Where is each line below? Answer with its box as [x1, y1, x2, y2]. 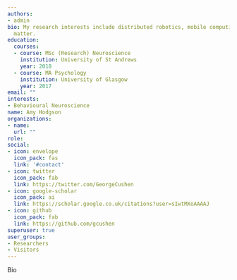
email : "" [7, 89, 37, 96]
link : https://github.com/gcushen [13, 220, 115, 227]
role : [7, 135, 23, 142]
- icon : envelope [7, 148, 59, 155]
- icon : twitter [7, 167, 55, 175]
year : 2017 [20, 83, 52, 90]
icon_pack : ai [13, 194, 55, 201]
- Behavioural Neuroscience [7, 102, 90, 109]
